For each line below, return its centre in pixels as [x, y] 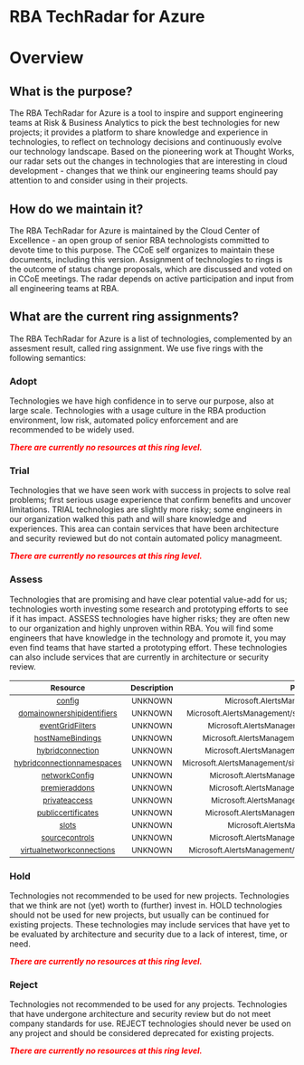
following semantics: [48, 357]
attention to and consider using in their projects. [99, 181]
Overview [47, 58]
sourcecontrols [68, 837]
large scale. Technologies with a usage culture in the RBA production [138, 411]
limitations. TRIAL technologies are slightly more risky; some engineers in [146, 509]
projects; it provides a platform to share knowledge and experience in [139, 132]
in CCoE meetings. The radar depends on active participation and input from [152, 279]
